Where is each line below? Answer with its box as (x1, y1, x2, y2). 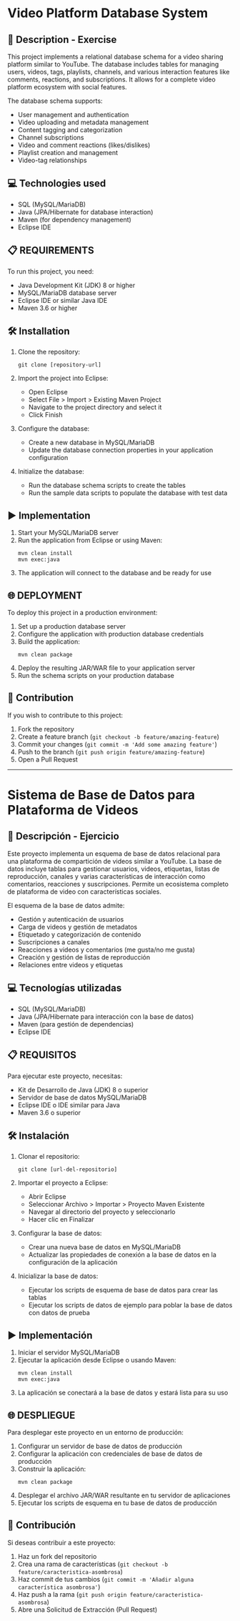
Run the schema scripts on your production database (17, 672, 175, 680)
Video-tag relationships (17, 156, 87, 164)
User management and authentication (17, 111, 129, 119)
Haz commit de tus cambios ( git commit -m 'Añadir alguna (17, 1575, 194, 1583)
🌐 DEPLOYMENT (7, 589, 83, 602)
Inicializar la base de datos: (17, 1272, 99, 1280)
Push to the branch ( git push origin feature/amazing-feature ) (17, 747, 205, 756)
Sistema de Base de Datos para (7, 787, 195, 803)
